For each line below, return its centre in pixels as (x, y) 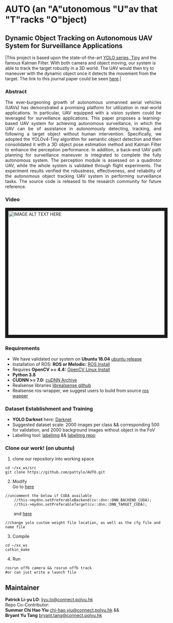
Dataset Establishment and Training (49, 409)
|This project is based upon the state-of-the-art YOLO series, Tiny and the (81, 58)
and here (23, 514)
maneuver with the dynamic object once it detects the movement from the (81, 73)
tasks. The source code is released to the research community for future (83, 182)
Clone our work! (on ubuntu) (40, 448)
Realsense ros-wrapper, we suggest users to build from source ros (81, 390)
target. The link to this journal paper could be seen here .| (63, 79)
